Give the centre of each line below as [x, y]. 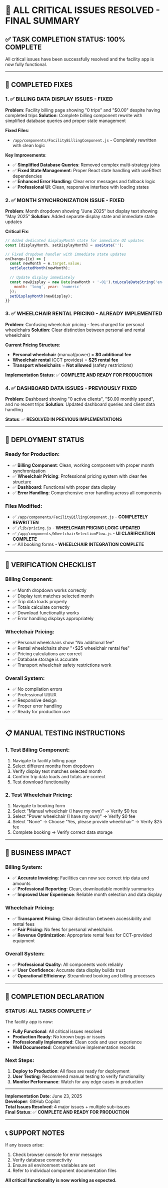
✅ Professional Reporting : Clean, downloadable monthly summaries [83, 889]
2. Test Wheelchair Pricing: [39, 795]
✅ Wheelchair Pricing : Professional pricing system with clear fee [80, 476]
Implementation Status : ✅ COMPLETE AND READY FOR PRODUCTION [79, 375]
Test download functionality [41, 782]
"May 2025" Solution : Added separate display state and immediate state [80, 216]
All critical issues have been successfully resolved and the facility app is [79, 59]
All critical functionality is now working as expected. [61, 1180]
